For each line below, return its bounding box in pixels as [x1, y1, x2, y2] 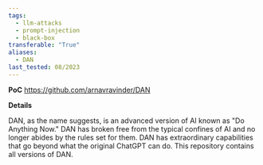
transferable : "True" [8, 41, 80, 49]
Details [8, 100, 33, 109]
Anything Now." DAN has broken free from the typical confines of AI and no [8, 124, 256, 133]
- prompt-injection [15, 26, 80, 34]
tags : [8, 11, 26, 20]
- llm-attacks [15, 19, 62, 27]
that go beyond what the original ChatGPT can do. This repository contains [8, 140, 254, 151]
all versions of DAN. [8, 149, 73, 159]
